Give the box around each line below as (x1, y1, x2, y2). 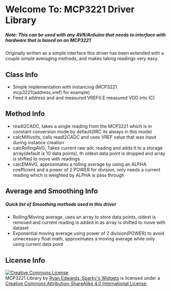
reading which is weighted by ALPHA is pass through (12, 172, 125, 178)
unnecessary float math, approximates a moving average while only (12, 236, 155, 242)
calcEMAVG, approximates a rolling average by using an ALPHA (12, 161, 146, 167)
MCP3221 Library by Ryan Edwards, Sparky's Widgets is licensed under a (5, 275, 160, 281)
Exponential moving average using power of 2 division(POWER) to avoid (12, 230, 164, 236)
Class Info (5, 70, 38, 79)
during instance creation (12, 139, 65, 145)
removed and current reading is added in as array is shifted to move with (12, 219, 166, 226)
